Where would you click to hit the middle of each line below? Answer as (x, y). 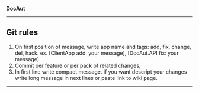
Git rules (22, 33)
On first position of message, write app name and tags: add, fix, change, (103, 46)
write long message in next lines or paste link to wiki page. (86, 78)
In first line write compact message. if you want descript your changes (101, 72)
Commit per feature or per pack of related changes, (78, 65)
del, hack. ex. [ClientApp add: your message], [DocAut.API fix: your (97, 53)
